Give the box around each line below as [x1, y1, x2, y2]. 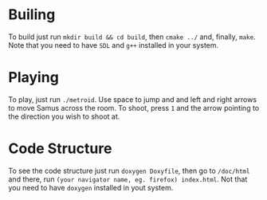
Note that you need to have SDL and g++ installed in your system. [8, 40, 219, 49]
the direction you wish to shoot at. [8, 112, 120, 121]
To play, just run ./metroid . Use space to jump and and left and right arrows [8, 94, 257, 104]
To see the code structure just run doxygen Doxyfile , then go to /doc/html [8, 166, 250, 175]
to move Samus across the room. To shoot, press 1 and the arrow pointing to [8, 103, 260, 112]
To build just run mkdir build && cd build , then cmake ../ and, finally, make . [8, 32, 257, 41]
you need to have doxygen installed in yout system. [8, 182, 174, 192]
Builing [8, 6, 56, 24]
